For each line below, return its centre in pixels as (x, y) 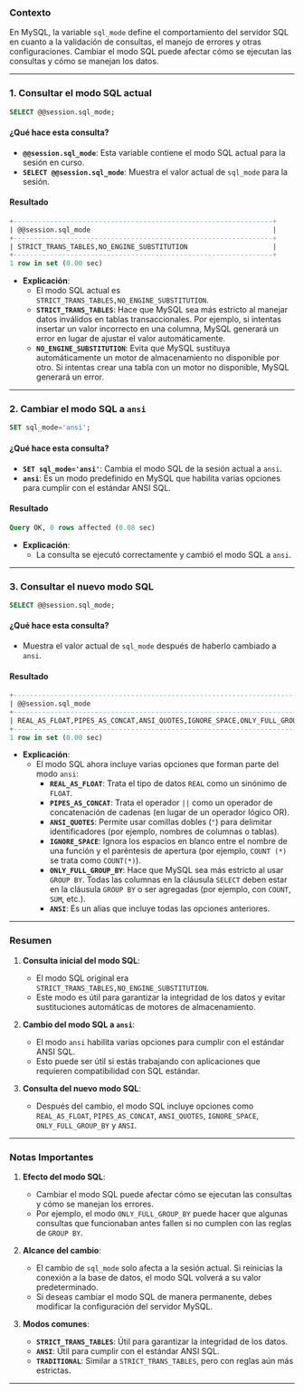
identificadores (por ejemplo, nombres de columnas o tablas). (165, 831)
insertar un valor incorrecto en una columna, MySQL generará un (157, 329)
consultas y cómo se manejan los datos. (84, 62)
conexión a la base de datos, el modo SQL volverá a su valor (149, 1278)
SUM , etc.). (67, 899)
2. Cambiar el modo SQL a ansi (78, 409)
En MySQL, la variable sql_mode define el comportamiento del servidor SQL (149, 33)
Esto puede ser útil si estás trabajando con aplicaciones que (148, 1061)
